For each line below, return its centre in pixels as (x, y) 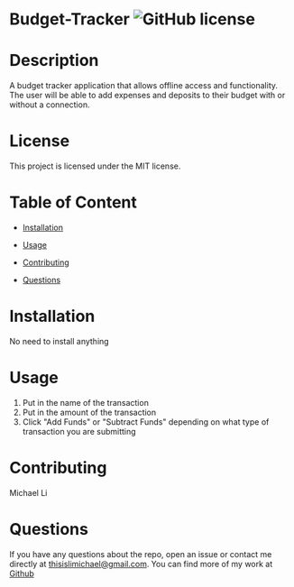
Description (54, 61)
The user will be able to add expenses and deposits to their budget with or (147, 96)
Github (22, 573)
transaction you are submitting (79, 431)
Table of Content (73, 202)
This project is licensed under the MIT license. (95, 166)
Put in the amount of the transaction (89, 412)
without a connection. (50, 105)
